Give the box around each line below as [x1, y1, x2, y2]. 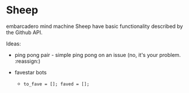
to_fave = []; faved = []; [23, 81, 90, 87]
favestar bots [14, 69, 47, 76]
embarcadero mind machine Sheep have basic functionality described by [6, 23, 183, 30]
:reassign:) [14, 58, 41, 65]
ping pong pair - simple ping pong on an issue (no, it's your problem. [14, 51, 181, 58]
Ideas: [6, 40, 21, 47]
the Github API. [6, 28, 43, 35]
